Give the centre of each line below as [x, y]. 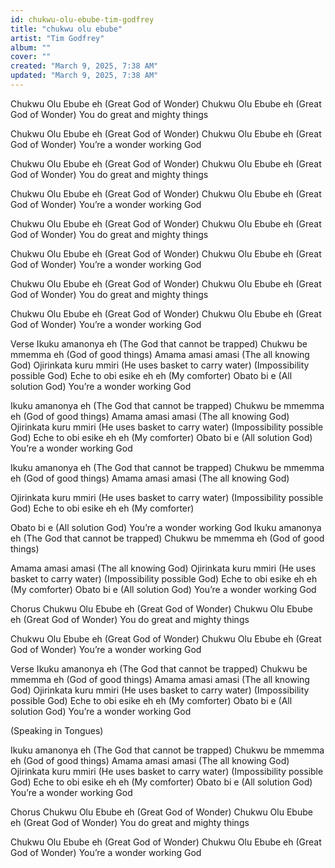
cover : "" [31, 57]
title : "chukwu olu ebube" [66, 29]
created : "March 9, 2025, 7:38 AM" [84, 66]
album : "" [31, 47]
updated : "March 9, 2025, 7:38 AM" [84, 76]
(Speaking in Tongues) [57, 730]
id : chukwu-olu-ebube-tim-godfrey [82, 19]
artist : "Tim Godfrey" [57, 38]
